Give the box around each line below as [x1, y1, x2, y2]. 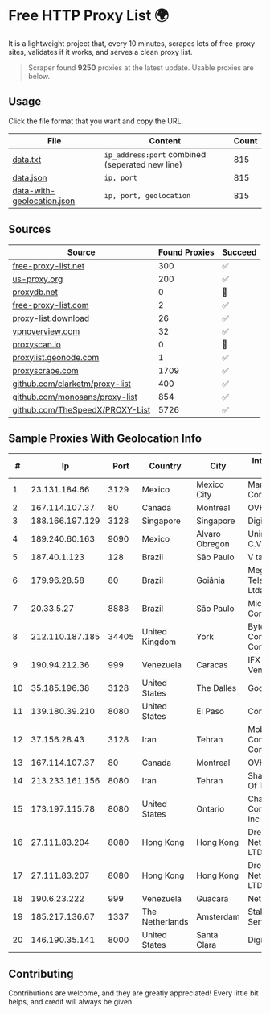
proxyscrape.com [12, 364, 79, 376]
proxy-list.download [12, 312, 90, 323]
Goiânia [196, 575, 225, 586]
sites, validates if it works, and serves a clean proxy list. [8, 47, 193, 56]
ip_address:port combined [104, 148, 207, 160]
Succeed [222, 247, 257, 258]
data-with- [12, 185, 56, 196]
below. [27, 71, 51, 81]
